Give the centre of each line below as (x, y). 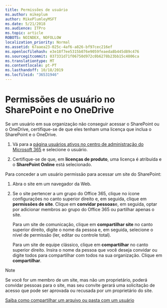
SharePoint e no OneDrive (60, 110)
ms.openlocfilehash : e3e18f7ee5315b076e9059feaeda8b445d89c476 (72, 51)
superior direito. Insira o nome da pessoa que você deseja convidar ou (85, 250)
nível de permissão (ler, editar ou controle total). (62, 235)
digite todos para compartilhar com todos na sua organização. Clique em (87, 255)
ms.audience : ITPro (25, 28)
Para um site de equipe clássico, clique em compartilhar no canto (80, 245)
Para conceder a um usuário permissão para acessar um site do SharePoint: (83, 174)
